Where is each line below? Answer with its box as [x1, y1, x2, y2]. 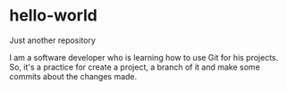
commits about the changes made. [9, 70, 138, 81]
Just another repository [9, 35, 97, 45]
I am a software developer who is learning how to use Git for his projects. [9, 52, 279, 62]
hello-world [9, 5, 98, 26]
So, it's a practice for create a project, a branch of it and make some [9, 62, 261, 72]
